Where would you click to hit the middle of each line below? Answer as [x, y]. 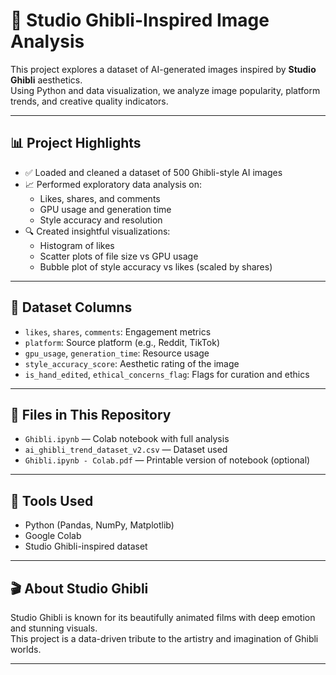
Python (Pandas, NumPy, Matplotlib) [99, 525]
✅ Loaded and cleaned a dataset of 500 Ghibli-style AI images [153, 172]
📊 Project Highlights [76, 143]
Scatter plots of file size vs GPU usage [119, 256]
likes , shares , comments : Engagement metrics [118, 331]
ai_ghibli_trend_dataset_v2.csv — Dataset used [126, 450]
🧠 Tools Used [52, 500]
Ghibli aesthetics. [46, 80]
